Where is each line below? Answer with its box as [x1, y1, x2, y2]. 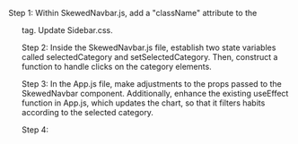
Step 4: [21, 124, 48, 135]
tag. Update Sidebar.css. [21, 25, 113, 35]
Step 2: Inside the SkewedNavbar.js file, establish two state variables [21, 42, 276, 53]
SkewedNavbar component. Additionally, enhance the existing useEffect [21, 89, 289, 98]
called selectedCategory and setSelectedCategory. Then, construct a [21, 52, 278, 62]
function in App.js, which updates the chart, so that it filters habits [21, 97, 266, 108]
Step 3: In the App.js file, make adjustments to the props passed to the [21, 79, 282, 89]
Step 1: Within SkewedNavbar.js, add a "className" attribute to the [8, 8, 258, 18]
